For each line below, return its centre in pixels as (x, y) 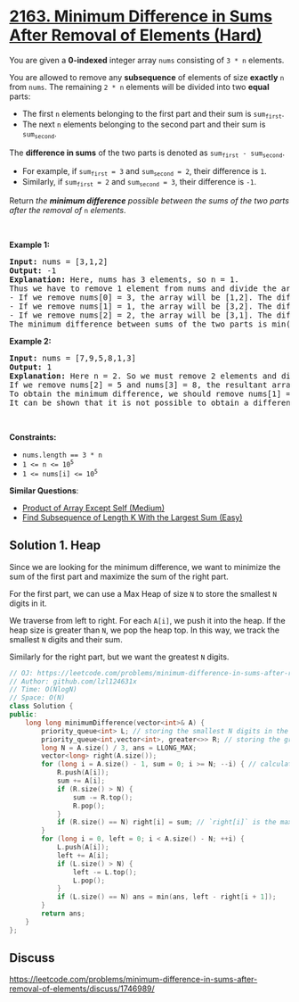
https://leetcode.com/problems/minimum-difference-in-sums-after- (133, 980)
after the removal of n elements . (68, 210)
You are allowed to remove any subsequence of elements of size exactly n (147, 77)
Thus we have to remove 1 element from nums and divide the (143, 288)
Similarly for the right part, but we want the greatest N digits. (119, 657)
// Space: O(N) (37, 698)
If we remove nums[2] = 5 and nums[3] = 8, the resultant (138, 385)
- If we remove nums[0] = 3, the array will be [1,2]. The (141, 297)
